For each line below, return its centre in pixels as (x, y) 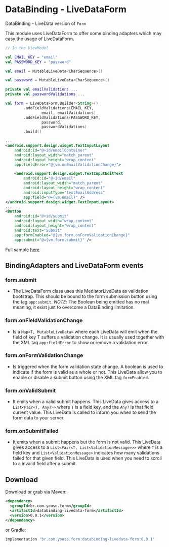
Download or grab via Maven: (36, 492)
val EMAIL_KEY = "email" (31, 57)
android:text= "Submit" (38, 230)
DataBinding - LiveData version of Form (46, 23)
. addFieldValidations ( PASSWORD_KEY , (62, 117)
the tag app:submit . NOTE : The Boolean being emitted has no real (81, 302)
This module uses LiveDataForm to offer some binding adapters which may (83, 33)
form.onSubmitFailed (32, 431)
